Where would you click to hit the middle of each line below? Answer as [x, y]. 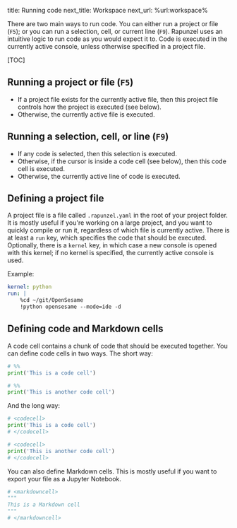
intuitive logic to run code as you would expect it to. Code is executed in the [117, 39]
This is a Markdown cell [44, 505]
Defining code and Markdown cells [85, 329]
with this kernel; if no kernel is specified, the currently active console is [110, 253]
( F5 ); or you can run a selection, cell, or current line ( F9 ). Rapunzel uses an [115, 31]
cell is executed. [41, 168]
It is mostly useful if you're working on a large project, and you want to [110, 223]
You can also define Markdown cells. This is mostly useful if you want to [112, 471]
